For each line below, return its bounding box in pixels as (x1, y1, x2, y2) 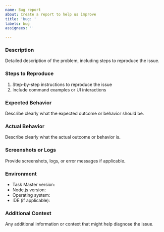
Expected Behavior (5, 99, 52, 106)
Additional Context (5, 210, 52, 217)
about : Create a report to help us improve (5, 12, 97, 17)
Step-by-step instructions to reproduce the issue (12, 81, 112, 87)
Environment (5, 170, 37, 177)
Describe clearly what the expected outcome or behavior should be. (5, 110, 144, 117)
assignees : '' (5, 26, 35, 31)
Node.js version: (12, 187, 46, 193)
